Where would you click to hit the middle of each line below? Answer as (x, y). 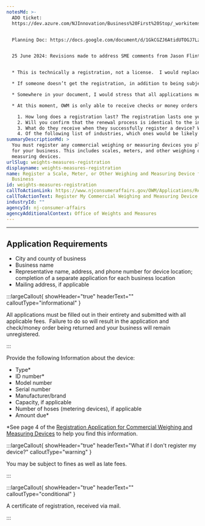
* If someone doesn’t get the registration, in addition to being (98, 84)
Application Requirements (57, 244)
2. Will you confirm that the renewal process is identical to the (105, 122)
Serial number (33, 390)
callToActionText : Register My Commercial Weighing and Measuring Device (102, 196)
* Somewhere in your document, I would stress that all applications (102, 95)
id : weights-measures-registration (52, 185)
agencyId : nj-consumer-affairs (46, 208)
